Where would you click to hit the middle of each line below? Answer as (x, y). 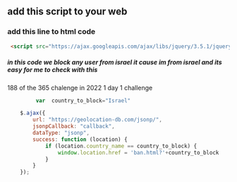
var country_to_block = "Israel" (83, 101)
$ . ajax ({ (33, 113)
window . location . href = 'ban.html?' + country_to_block (138, 152)
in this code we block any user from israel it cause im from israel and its (115, 62)
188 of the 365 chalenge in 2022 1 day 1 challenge (80, 87)
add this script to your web (67, 12)
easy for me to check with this (53, 70)
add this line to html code (51, 32)
